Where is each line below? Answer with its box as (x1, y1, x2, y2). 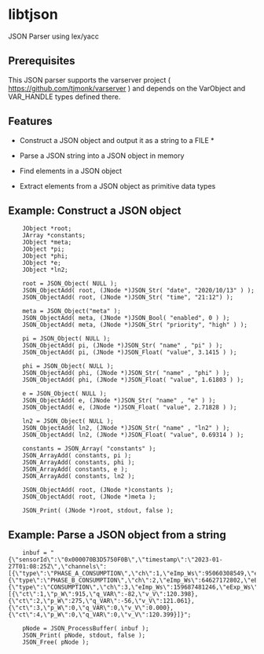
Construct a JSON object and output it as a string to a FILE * (19, 135, 214, 145)
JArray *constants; (22, 232, 86, 240)
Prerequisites (8, 54, 75, 68)
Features (8, 115, 53, 128)
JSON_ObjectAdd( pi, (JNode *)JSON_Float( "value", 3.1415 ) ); (22, 348, 237, 357)
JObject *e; (22, 259, 61, 267)
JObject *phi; (22, 252, 68, 260)
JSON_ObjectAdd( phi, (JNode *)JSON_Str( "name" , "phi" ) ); (22, 369, 230, 377)
